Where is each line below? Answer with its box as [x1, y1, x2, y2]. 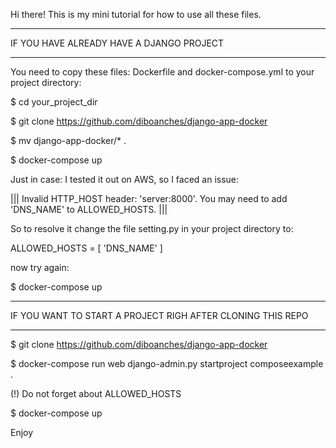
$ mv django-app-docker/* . [10, 135, 127, 146]
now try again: [10, 262, 70, 273]
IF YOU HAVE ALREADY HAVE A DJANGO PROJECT [10, 37, 225, 49]
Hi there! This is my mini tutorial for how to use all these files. [10, 9, 262, 20]
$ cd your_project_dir [10, 96, 98, 108]
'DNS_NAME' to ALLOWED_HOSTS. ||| [10, 204, 168, 215]
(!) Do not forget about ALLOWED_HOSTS [10, 388, 182, 399]
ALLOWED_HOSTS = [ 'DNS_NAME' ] [10, 242, 163, 254]
